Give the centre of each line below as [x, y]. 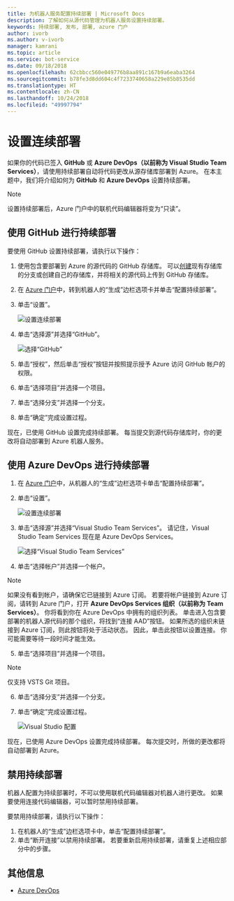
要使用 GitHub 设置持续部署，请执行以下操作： [74, 251]
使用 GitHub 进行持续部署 [62, 233]
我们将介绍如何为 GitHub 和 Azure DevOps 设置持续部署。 [110, 180]
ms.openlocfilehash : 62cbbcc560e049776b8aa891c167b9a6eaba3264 [101, 72]
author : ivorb [28, 33]
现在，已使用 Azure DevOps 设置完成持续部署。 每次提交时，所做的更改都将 [116, 742]
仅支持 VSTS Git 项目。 [40, 682]
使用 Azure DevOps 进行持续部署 [79, 466]
